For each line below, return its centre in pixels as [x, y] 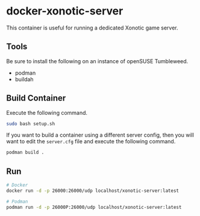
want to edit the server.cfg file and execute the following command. [91, 141]
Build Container [36, 98]
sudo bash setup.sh [31, 124]
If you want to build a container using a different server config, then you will [100, 135]
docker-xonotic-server [65, 11]
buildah [24, 79]
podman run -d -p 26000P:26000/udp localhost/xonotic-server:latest [94, 207]
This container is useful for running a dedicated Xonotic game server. [92, 28]
